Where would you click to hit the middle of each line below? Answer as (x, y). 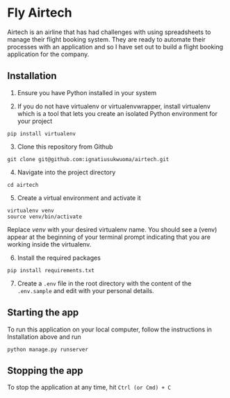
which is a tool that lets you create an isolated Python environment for (117, 113)
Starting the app (43, 313)
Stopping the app (45, 371)
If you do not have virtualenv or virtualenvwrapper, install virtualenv (114, 106)
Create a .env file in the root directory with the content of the (104, 283)
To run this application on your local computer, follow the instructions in (109, 329)
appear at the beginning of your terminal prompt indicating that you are (109, 237)
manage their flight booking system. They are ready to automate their (107, 39)
